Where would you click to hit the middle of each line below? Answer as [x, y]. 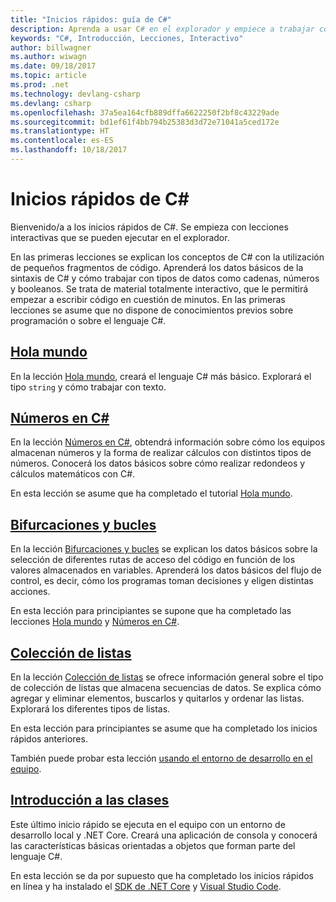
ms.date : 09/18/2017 [53, 66]
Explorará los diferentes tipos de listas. [90, 709]
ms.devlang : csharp [51, 103]
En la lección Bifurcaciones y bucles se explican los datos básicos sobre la [164, 549]
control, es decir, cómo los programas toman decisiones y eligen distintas [162, 581]
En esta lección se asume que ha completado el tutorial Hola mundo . [151, 493]
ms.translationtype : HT [60, 131]
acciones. [30, 592]
